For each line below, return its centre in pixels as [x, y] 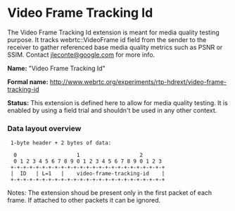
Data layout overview [44, 128]
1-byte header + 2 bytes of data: [61, 143]
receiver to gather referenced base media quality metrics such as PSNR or [115, 47]
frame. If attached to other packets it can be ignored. [84, 200]
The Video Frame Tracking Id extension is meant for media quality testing [113, 32]
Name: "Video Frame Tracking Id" [56, 68]
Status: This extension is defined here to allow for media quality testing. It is [118, 102]
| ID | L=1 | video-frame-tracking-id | [88, 174]
